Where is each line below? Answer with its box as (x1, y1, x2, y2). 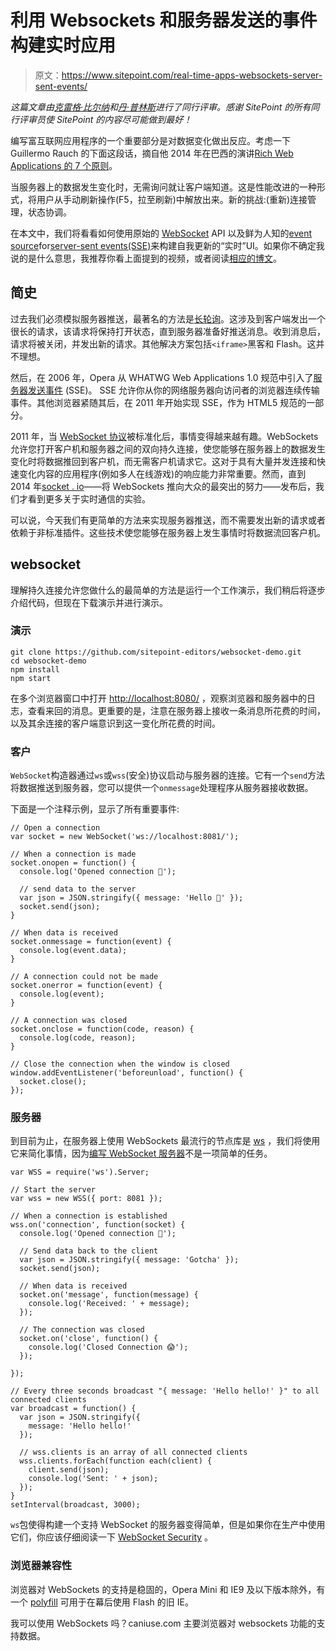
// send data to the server (19, 884, 137, 895)
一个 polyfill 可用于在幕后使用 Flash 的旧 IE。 (10, 1596, 194, 1608)
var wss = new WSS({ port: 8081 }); (10, 1194, 163, 1204)
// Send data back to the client (19, 1246, 159, 1256)
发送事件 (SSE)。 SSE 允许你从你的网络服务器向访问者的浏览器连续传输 (27, 384, 320, 396)
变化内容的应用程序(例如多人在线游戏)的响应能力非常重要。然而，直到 (18, 467, 307, 480)
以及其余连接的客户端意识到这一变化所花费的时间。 (10, 717, 221, 729)
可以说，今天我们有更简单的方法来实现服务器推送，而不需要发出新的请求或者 (10, 514, 326, 526)
